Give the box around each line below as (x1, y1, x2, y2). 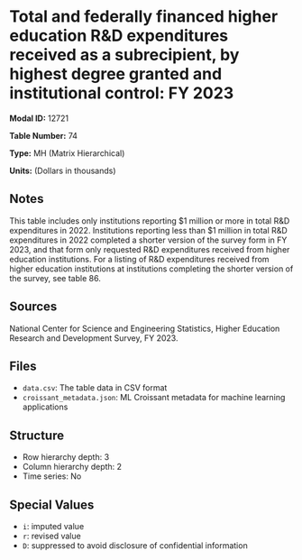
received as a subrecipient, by (9, 45, 240, 65)
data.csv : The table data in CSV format (22, 382, 168, 393)
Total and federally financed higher (9, 6, 279, 27)
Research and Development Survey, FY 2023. (9, 332, 178, 344)
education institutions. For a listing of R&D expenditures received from (9, 253, 270, 264)
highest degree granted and (9, 64, 223, 85)
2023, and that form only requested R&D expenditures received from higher (9, 243, 290, 254)
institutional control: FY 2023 (9, 83, 234, 104)
